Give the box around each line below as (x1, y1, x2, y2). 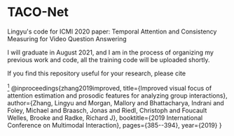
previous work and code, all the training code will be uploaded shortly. (7, 55, 210, 63)
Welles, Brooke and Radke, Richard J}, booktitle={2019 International (7, 113, 203, 122)
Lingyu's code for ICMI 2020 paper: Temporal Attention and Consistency (7, 27, 217, 36)
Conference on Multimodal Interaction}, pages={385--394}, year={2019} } (7, 121, 222, 129)
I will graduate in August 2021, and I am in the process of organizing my (7, 48, 214, 56)
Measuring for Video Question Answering (7, 34, 128, 43)
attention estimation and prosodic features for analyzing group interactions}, (7, 91, 228, 100)
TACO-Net (7, 4, 69, 20)
